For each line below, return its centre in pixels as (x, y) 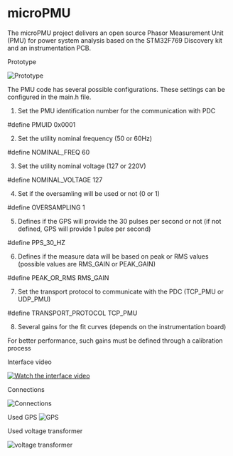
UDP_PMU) (34, 299)
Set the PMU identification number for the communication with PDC (116, 110)
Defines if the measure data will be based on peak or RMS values (113, 256)
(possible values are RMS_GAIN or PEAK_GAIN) (87, 264)
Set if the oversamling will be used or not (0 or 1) (88, 193)
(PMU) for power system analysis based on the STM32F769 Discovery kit (115, 40)
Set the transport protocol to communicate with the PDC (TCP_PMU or (120, 291)
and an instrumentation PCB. (49, 48)
